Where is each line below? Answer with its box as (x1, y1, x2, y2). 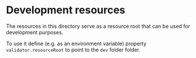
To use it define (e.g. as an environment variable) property (6, 40, 147, 47)
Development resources (6, 3, 126, 17)
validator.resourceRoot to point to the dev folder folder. (6, 46, 140, 53)
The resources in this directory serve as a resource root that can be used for (6, 23, 191, 30)
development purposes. (6, 28, 64, 35)
